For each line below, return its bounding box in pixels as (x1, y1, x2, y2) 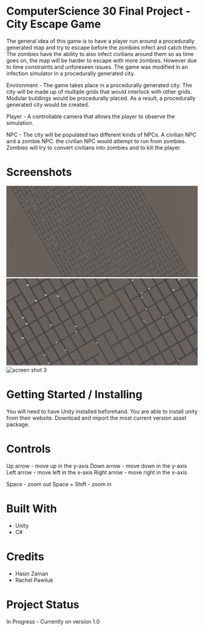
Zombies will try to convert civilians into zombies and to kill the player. (6, 144, 182, 151)
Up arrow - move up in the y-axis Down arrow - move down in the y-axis (6, 462, 187, 470)
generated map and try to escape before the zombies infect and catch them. (6, 44, 197, 51)
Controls (6, 442, 51, 456)
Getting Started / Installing (6, 388, 143, 401)
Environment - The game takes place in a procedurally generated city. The (6, 81, 192, 89)
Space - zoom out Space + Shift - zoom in (6, 481, 112, 488)
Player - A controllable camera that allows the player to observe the (6, 113, 175, 120)
